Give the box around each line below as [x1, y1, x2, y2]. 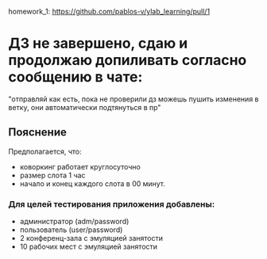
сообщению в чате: [8, 68, 143, 86]
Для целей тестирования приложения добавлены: [8, 198, 215, 209]
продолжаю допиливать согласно [8, 51, 247, 70]
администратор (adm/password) [19, 217, 130, 227]
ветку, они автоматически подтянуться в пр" [8, 102, 161, 112]
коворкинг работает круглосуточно [19, 162, 141, 171]
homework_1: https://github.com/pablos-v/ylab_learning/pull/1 [8, 7, 211, 16]
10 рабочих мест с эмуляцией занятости [19, 242, 157, 252]
